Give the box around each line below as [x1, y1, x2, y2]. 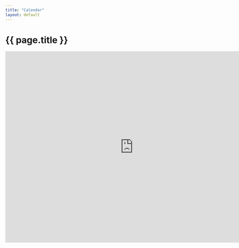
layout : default [5, 12, 40, 17]
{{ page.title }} [5, 34, 68, 46]
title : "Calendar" [5, 7, 44, 13]
